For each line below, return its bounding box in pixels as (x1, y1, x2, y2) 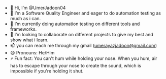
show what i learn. (10, 37, 49, 43)
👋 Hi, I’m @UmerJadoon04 (10, 5, 66, 11)
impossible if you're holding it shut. (10, 68, 84, 74)
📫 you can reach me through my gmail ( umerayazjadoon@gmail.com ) (10, 43, 157, 48)
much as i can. (10, 16, 41, 21)
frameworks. (10, 26, 37, 32)
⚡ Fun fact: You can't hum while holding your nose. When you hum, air (10, 55, 157, 61)
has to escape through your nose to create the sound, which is (10, 63, 141, 68)
